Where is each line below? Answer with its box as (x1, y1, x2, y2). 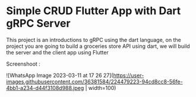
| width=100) (85, 84, 116, 91)
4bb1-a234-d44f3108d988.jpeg (6, 84, 84, 91)
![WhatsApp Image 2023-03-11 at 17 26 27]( (6, 72, 114, 79)
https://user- (113, 72, 144, 79)
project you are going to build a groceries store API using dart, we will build (6, 43, 190, 50)
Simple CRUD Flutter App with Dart (6, 4, 181, 18)
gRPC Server (6, 17, 71, 30)
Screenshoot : (6, 60, 40, 67)
